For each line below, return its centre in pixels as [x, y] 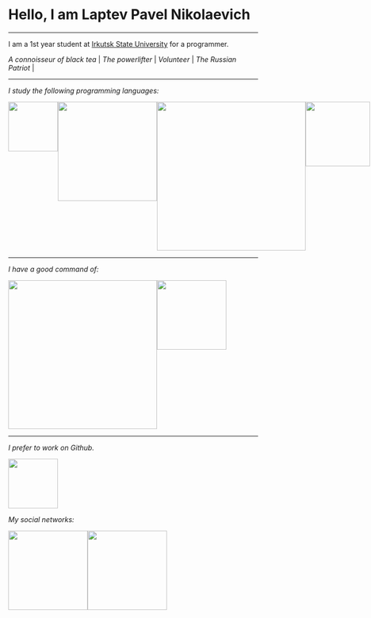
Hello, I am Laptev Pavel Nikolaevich [130, 15]
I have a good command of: [54, 269]
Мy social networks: [41, 519]
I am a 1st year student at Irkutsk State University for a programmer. [119, 44]
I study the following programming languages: [84, 90]
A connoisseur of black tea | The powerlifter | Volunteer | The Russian [122, 59]
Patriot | [21, 67]
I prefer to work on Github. [52, 447]
